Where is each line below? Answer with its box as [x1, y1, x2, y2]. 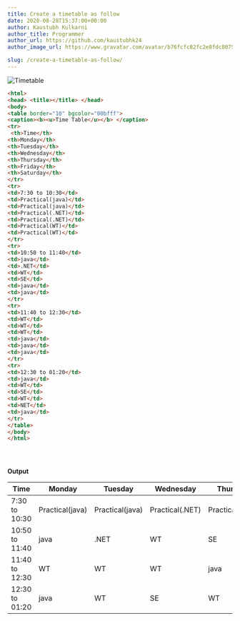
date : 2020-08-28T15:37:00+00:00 [7, 17, 107, 24]
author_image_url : [7, 44, 62, 51]
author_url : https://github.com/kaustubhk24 [7, 37, 142, 44]
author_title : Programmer [7, 30, 84, 38]
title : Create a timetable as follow [7, 10, 120, 18]
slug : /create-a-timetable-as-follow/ [7, 56, 123, 64]
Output [7, 467, 29, 475]
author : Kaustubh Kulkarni [7, 24, 88, 31]
